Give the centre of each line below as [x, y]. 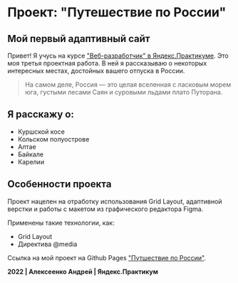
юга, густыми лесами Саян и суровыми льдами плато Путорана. [124, 92]
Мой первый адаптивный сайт [79, 39]
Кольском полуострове [53, 139]
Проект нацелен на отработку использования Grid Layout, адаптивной [115, 201]
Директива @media [47, 244]
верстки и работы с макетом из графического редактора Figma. [105, 209]
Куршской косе [41, 132]
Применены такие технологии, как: [61, 223]
